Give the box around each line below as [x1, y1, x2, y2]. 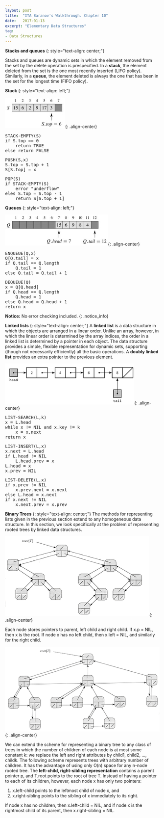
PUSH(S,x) [5, 157, 28, 162]
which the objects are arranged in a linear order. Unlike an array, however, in [5, 328, 159, 334]
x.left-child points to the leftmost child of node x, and [12, 788, 119, 793]
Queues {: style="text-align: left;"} [5, 205, 75, 211]
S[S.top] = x [5, 167, 37, 172]
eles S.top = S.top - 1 [5, 191, 62, 196]
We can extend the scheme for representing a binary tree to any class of [5, 741, 151, 747]
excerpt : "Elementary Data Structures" [5, 24, 87, 28]
